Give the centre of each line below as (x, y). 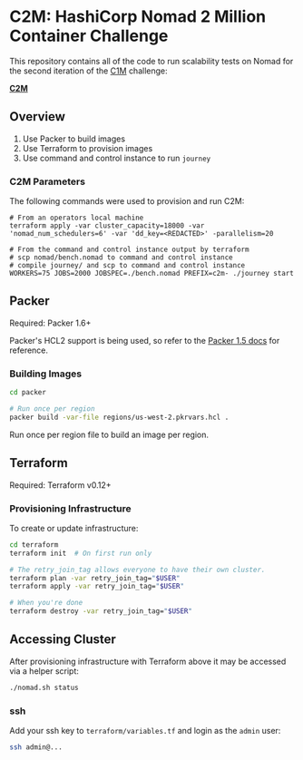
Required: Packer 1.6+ (50, 323)
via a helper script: (44, 671)
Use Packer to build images (73, 139)
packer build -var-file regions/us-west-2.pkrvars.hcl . (119, 417)
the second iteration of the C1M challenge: (88, 71)
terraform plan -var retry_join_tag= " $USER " (95, 578)
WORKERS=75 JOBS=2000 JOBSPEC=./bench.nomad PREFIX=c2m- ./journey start (152, 274)
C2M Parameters (48, 181)
